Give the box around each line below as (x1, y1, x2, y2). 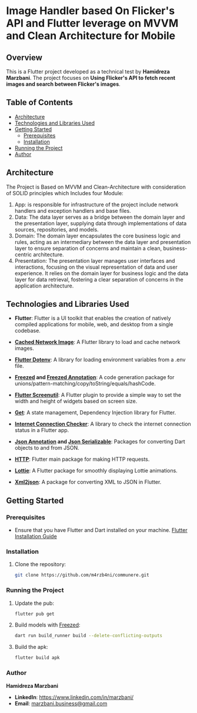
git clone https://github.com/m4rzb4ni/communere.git (14, 572, 149, 578)
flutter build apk (14, 655, 60, 661)
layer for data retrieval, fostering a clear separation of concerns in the (14, 276, 183, 283)
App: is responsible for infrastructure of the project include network (14, 201, 179, 208)
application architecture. (14, 282, 74, 289)
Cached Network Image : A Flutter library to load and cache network (14, 339, 181, 346)
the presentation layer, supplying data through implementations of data (14, 219, 187, 227)
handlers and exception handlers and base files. (14, 207, 131, 214)
